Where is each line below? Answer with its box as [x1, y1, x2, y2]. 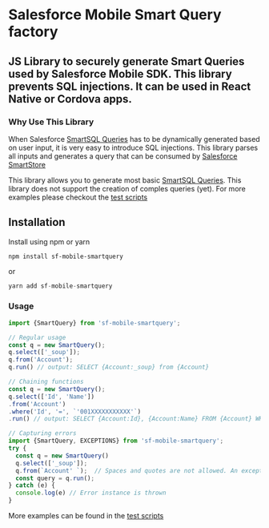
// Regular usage [8, 333, 66, 341]
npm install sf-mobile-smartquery [8, 252, 124, 260]
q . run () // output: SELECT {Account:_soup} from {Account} [8, 363, 210, 372]
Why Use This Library [8, 116, 94, 127]
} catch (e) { [8, 482, 56, 490]
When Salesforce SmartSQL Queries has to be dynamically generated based [8, 134, 260, 143]
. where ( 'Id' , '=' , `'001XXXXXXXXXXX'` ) [8, 407, 142, 416]
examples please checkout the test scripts [8, 192, 148, 202]
